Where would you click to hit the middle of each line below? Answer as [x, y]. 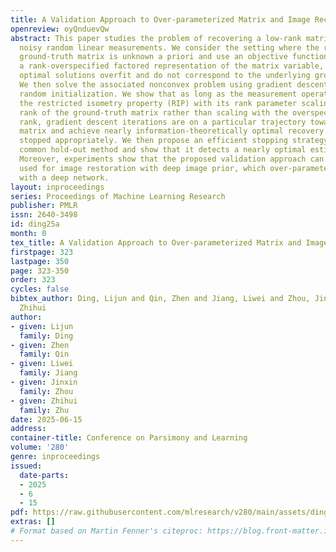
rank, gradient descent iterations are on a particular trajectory [163, 122]
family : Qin [44, 354]
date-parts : [44, 475]
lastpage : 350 [40, 261]
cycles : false [40, 289]
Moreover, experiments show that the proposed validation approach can [172, 159]
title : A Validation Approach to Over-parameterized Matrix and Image [160, 19]
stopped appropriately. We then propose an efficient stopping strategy [174, 141]
